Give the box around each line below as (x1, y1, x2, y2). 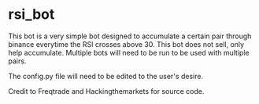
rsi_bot (8, 5, 55, 23)
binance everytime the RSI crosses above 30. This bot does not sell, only (8, 39, 245, 48)
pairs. (8, 56, 27, 66)
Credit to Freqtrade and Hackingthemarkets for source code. (8, 86, 205, 95)
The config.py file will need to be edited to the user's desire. (8, 71, 203, 81)
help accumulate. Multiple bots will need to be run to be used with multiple (8, 48, 250, 57)
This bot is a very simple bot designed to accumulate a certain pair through (8, 31, 252, 41)
